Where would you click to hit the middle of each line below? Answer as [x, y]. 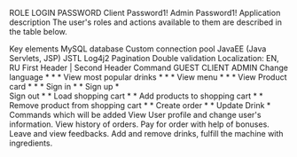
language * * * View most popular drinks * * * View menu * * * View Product [148, 77]
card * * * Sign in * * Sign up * [64, 86]
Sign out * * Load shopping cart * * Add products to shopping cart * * [136, 96]
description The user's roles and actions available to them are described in [145, 22]
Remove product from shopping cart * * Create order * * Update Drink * [140, 105]
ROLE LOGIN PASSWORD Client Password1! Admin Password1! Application [145, 13]
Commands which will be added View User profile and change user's [135, 115]
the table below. [39, 31]
